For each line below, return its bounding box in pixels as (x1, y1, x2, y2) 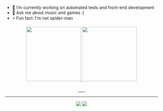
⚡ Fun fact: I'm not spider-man (12, 15, 73, 21)
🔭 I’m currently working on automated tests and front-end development (12, 5, 154, 10)
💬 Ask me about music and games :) (12, 10, 84, 16)
